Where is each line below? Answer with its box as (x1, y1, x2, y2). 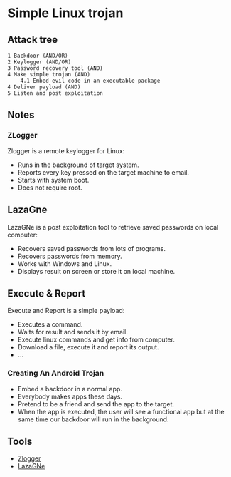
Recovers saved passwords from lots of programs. (17, 244, 166, 252)
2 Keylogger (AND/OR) (7, 58, 72, 66)
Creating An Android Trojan (7, 369, 104, 379)
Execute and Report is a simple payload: (7, 307, 125, 315)
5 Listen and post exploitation (7, 90, 103, 97)
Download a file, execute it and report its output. (17, 343, 159, 352)
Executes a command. (17, 320, 83, 329)
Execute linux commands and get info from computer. (17, 335, 176, 344)
